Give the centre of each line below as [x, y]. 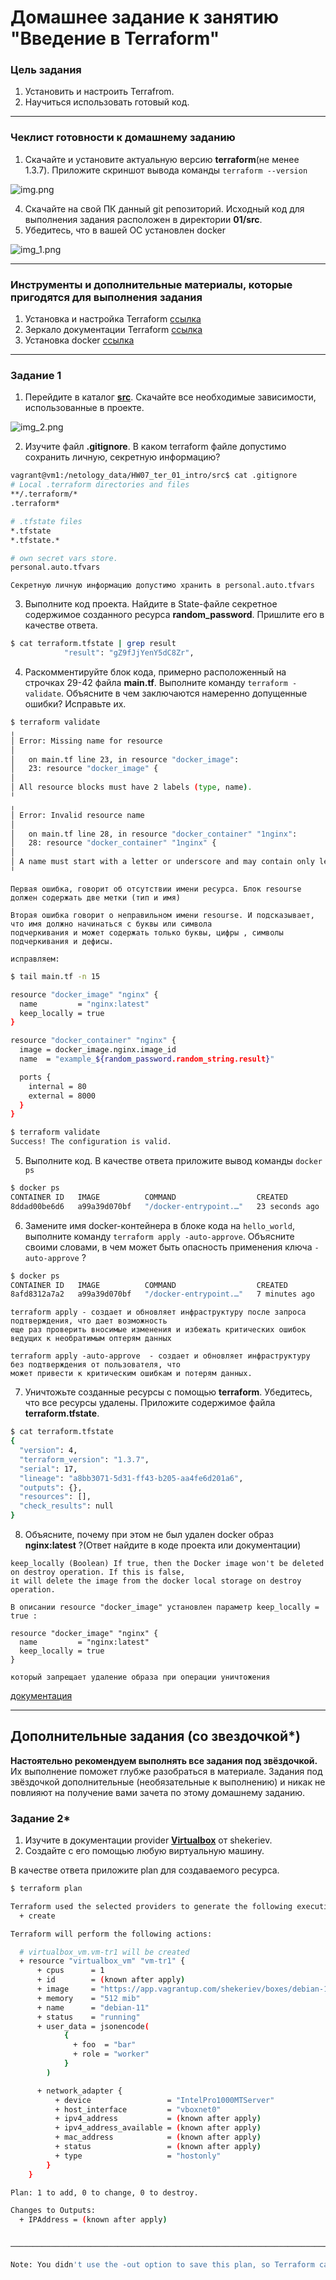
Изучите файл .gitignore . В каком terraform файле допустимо [155, 447]
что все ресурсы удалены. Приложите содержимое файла [150, 1403]
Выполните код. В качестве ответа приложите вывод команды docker [173, 1160]
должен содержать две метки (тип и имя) [96, 897]
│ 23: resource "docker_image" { [84, 769]
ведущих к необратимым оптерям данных [91, 1339]
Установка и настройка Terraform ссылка [113, 319]
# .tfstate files [46, 521]
